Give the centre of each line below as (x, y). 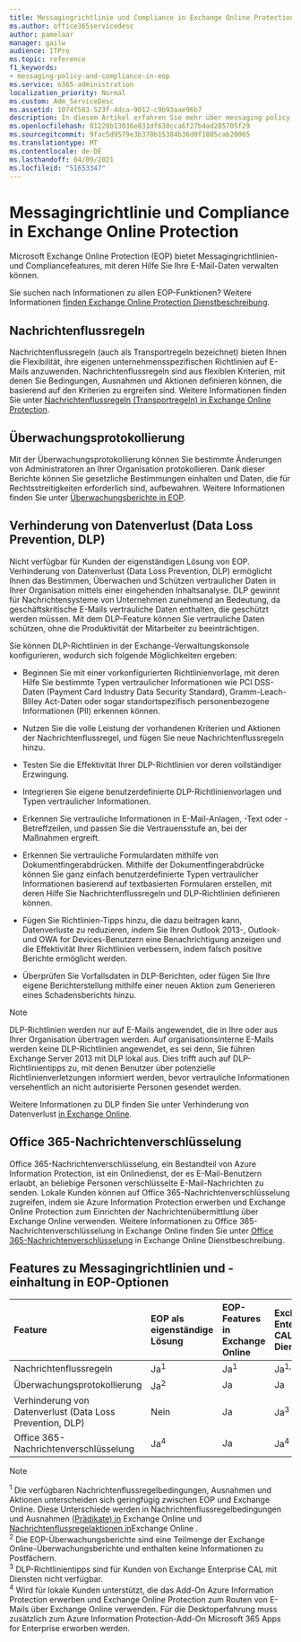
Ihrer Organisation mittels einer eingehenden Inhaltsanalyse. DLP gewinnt (145, 590)
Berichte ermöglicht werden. (75, 958)
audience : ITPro (39, 51)
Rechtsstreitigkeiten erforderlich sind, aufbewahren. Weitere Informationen (147, 488)
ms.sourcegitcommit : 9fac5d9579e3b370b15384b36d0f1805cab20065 (130, 135)
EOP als (168, 1319)
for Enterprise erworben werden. (70, 1628)
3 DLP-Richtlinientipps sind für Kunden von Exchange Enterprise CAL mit (143, 1568)
